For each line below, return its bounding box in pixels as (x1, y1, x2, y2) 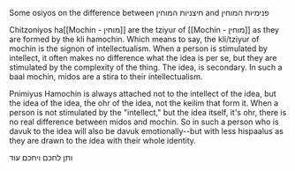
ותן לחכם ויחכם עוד (9, 152, 73, 162)
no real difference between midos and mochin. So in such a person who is (9, 116, 280, 127)
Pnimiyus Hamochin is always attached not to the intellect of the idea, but (9, 88, 276, 99)
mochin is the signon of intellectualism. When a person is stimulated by (9, 43, 268, 54)
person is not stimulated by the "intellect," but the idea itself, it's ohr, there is (9, 108, 287, 117)
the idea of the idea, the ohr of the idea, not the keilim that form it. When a (9, 98, 279, 108)
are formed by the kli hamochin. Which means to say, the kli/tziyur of (9, 34, 260, 44)
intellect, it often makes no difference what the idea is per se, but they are (9, 53, 277, 63)
